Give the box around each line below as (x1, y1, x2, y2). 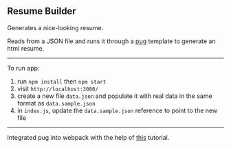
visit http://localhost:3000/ (16, 84, 98, 92)
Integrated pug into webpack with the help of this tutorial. (7, 133, 170, 141)
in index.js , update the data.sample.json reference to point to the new (16, 106, 218, 114)
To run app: (7, 64, 40, 72)
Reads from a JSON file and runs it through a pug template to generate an (7, 37, 216, 45)
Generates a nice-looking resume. (7, 23, 104, 32)
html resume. (7, 44, 45, 52)
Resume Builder (7, 5, 77, 17)
